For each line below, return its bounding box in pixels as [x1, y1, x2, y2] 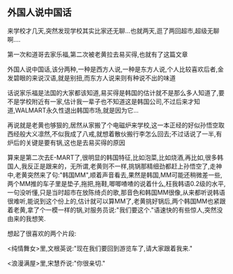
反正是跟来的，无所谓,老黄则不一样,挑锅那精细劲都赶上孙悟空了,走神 [27, 161, 223, 170]
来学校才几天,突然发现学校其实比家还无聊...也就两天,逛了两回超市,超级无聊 [7, 27, 220, 35]
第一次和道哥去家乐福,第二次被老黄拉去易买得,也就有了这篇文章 [7, 50, 188, 58]
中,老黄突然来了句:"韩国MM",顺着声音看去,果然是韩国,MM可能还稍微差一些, [7, 171, 223, 179]
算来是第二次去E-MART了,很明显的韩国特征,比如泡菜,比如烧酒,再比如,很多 [7, 153, 218, 161]
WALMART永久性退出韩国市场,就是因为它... [15, 106, 140, 114]
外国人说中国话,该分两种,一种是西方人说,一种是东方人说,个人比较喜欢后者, [7, 65, 218, 73]
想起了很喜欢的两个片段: [7, 229, 77, 238]
